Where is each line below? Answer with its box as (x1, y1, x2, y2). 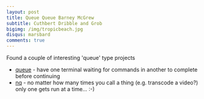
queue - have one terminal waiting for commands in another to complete (15, 66, 198, 73)
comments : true (6, 37, 45, 43)
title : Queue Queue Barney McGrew (6, 15, 95, 21)
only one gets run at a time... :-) (15, 86, 95, 92)
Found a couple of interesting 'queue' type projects (6, 54, 136, 61)
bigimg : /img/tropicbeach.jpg (6, 26, 84, 32)
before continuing (15, 73, 60, 79)
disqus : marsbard (6, 32, 51, 38)
